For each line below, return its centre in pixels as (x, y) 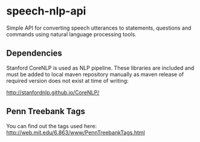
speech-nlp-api (46, 11)
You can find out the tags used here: (52, 126)
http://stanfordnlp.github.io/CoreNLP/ (53, 92)
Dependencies (34, 53)
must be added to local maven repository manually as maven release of (95, 74)
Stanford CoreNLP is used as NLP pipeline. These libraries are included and (100, 68)
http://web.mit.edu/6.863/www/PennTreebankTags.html (76, 132)
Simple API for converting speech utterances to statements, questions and (99, 28)
